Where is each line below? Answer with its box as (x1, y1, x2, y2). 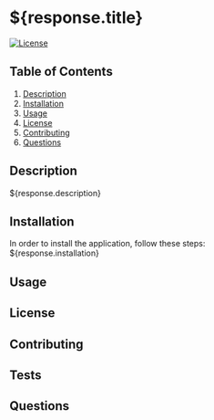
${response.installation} (9, 247, 100, 258)
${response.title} (9, 7, 144, 28)
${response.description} (9, 187, 102, 198)
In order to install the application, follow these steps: (9, 238, 206, 249)
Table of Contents (9, 64, 114, 79)
